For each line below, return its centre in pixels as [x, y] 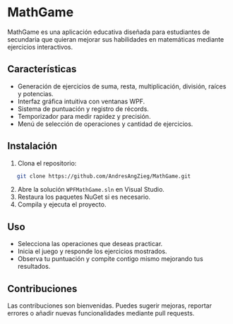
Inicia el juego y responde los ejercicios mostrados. [92, 251]
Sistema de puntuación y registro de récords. [83, 109]
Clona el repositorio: [47, 163]
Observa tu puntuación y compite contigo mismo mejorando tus [110, 259]
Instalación [32, 146]
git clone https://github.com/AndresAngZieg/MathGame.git [104, 176]
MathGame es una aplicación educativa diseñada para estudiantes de [109, 32]
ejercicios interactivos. [40, 47]
